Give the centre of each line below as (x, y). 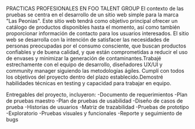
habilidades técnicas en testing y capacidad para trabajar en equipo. (89, 83)
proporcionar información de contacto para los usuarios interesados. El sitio (97, 33)
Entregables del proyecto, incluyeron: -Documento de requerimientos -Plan (97, 94)
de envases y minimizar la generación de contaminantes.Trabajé (84, 58)
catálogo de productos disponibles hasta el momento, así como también (93, 27)
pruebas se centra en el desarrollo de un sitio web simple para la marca (92, 15)
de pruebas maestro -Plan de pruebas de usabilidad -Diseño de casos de (95, 101)
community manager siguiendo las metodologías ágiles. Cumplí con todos (95, 71)
